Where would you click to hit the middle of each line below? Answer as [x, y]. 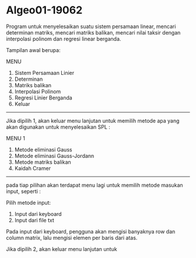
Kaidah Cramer [33, 168]
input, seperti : [23, 191]
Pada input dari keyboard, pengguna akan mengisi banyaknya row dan [91, 231]
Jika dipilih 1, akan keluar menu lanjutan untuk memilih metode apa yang [93, 121]
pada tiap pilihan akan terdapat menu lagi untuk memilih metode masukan [94, 185]
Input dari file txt [34, 220]
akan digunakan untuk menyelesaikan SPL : [58, 127]
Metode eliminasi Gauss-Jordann [54, 156]
